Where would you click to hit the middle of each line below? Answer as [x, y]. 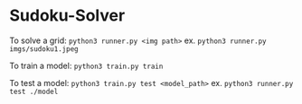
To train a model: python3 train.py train [86, 65]
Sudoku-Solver [67, 16]
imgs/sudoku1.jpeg [44, 49]
